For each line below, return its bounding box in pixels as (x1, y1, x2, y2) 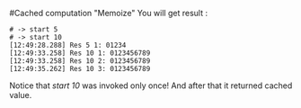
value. (9, 90, 32, 100)
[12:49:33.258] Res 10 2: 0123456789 (9, 57, 151, 66)
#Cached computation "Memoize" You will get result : (9, 8, 208, 18)
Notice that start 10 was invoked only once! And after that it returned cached (9, 80, 293, 91)
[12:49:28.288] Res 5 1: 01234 (9, 40, 127, 49)
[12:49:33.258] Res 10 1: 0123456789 (9, 49, 151, 58)
